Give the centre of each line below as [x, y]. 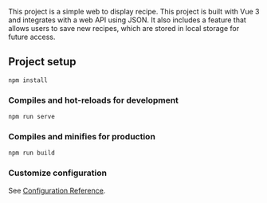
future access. [32, 37]
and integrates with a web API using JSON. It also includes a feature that [128, 20]
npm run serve [32, 117]
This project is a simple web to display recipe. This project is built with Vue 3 [134, 12]
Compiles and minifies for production [82, 137]
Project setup [43, 62]
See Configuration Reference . [57, 190]
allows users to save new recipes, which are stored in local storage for [124, 28]
